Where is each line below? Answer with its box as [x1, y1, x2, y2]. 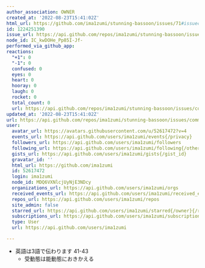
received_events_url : [12, 190, 67, 197]
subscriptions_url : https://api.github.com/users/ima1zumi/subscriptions [12, 213, 203, 220]
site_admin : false [12, 202, 59, 208]
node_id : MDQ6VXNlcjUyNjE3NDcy [12, 179, 92, 186]
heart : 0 [12, 77, 34, 83]
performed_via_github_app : [6, 43, 75, 49]
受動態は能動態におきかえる [24, 255, 95, 263]
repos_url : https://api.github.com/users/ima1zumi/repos [12, 196, 160, 202]
